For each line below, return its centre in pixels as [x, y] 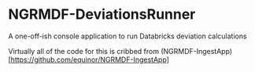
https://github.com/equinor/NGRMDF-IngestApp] [90, 59]
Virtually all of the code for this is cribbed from [84, 51]
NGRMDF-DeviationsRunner [102, 14]
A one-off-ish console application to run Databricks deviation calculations [128, 36]
